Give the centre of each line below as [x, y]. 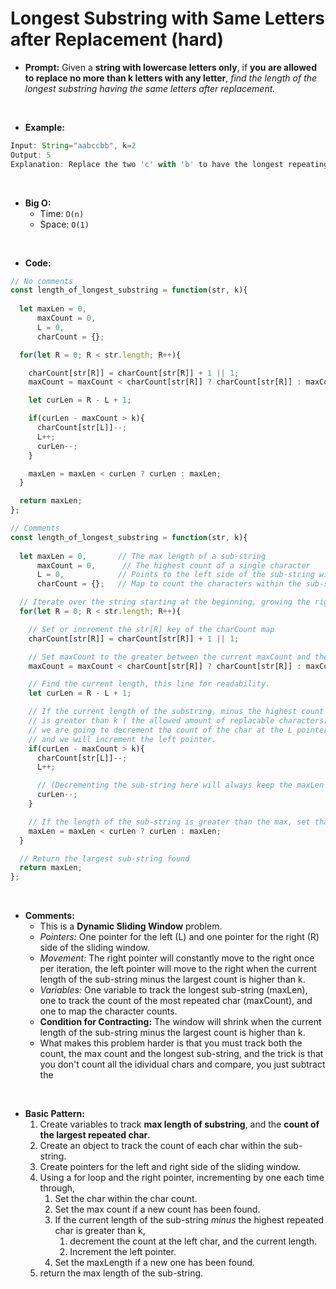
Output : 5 [31, 155]
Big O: [38, 203]
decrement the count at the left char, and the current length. [193, 1241]
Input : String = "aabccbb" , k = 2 [73, 145]
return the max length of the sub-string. [121, 1273]
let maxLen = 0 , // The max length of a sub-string [143, 556]
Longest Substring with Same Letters [168, 18]
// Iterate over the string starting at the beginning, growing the [165, 602]
